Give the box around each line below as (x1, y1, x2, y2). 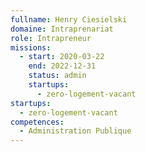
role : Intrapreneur (10, 33, 92, 43)
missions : (10, 42, 52, 53)
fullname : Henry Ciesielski (10, 14, 128, 25)
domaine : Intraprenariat (10, 24, 114, 34)
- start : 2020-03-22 (19, 52, 105, 62)
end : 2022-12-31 (28, 61, 97, 71)
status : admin (28, 71, 87, 81)
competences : (10, 117, 65, 127)
